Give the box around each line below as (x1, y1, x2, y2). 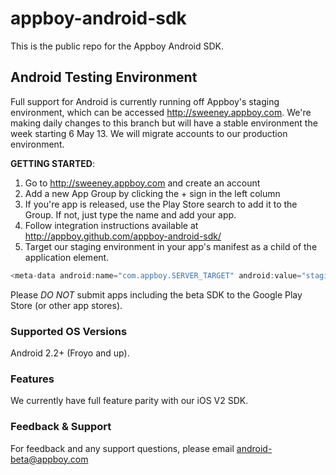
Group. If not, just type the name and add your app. (24, 208, 237, 221)
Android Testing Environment (10, 69, 198, 86)
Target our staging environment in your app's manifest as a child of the (24, 240, 318, 252)
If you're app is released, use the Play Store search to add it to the (24, 198, 298, 210)
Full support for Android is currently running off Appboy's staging (10, 95, 280, 107)
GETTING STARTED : (10, 157, 95, 169)
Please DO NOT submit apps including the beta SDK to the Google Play (10, 288, 303, 301)
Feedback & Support (10, 420, 112, 434)
